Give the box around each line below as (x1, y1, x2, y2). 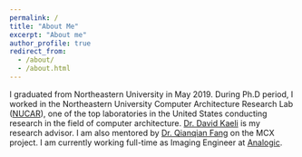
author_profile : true (9, 38, 92, 48)
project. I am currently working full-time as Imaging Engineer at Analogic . (9, 137, 283, 148)
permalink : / (9, 13, 59, 23)
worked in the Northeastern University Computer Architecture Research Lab (9, 98, 294, 109)
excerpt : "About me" (9, 30, 88, 39)
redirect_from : (9, 47, 67, 56)
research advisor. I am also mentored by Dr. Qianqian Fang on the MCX (9, 127, 275, 138)
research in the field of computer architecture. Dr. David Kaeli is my (9, 117, 261, 128)
